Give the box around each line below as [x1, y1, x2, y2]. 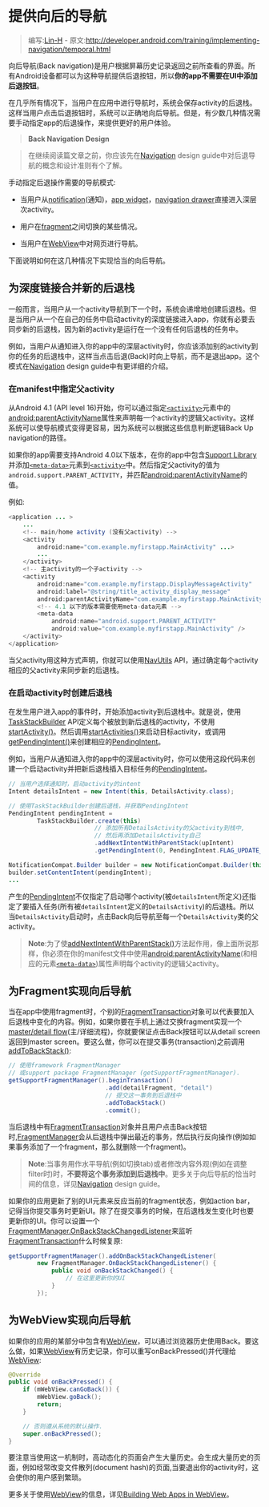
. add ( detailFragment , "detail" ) [105, 1084, 214, 1092]
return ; [37, 1400, 62, 1408]
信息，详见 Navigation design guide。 [42, 1179, 165, 1188]
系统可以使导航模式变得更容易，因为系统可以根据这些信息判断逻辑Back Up [8, 423, 254, 433]
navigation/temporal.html [27, 44, 111, 54]
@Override [8, 1371, 42, 1379]
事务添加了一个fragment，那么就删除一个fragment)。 [14, 1142, 191, 1151]
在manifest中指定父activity [8, 383, 114, 394]
